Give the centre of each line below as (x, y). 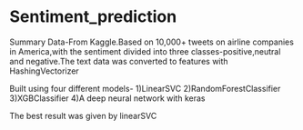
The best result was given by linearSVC (83, 115)
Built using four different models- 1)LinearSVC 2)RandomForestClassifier (145, 88)
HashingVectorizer (44, 71)
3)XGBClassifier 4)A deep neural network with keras (107, 98)
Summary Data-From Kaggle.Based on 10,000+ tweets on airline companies (151, 42)
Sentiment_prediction (93, 17)
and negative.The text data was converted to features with (119, 61)
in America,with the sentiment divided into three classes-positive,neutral (145, 51)
